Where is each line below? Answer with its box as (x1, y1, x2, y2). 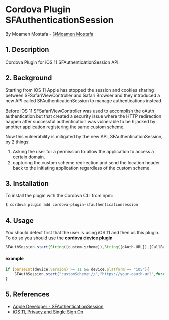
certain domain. (12, 154, 45, 160)
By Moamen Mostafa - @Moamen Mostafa (5, 31, 94, 37)
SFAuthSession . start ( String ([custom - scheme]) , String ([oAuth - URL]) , (5, 245, 150, 250)
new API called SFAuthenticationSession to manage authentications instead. (5, 97, 163, 104)
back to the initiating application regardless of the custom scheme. (12, 165, 151, 171)
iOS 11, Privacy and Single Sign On (12, 309, 84, 315)
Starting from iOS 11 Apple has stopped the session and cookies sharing (5, 87, 154, 93)
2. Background (5, 74, 52, 82)
